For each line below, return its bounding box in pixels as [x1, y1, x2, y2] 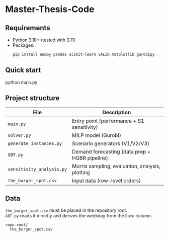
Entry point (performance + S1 [72, 117, 144, 124]
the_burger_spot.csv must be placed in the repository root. [5, 207, 127, 213]
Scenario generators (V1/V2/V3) [72, 140, 150, 147]
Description [102, 109, 131, 116]
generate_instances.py [8, 140, 62, 146]
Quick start [5, 66, 41, 74]
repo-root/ [5, 222, 28, 227]
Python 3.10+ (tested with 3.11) [12, 37, 75, 43]
